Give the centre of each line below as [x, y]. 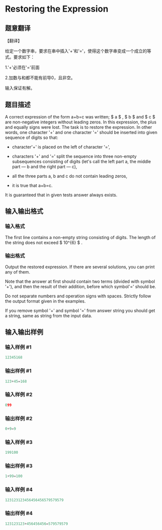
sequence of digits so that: [32, 137]
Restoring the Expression [57, 9]
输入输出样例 [24, 332]
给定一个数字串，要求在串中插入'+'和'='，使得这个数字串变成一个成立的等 [78, 51]
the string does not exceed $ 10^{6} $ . [44, 242]
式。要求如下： [20, 57]
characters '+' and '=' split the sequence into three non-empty [74, 156]
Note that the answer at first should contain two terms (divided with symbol [80, 281]
